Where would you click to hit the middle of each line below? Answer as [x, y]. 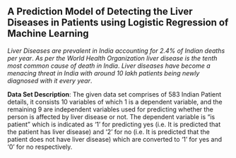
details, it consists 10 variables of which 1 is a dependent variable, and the [115, 102]
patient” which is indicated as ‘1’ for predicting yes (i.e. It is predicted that [114, 124]
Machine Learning [48, 34]
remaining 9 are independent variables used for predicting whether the [110, 109]
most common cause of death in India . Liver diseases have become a [109, 66]
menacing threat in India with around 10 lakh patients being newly [104, 73]
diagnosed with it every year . [50, 80]
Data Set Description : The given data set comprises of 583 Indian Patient [114, 94]
